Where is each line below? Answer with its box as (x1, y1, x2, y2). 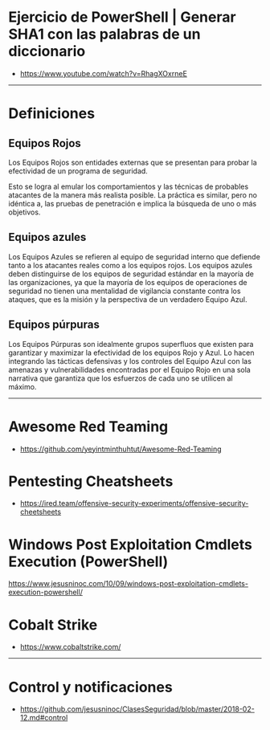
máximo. (8, 381, 37, 391)
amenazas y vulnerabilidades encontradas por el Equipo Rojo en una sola (8, 365, 251, 374)
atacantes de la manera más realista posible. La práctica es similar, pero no (8, 190, 257, 200)
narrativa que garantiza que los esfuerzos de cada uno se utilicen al (8, 373, 233, 383)
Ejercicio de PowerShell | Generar (8, 8, 236, 27)
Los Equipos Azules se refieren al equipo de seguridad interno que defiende (8, 251, 261, 261)
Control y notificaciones (8, 678, 173, 696)
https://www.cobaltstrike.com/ (19, 642, 121, 652)
